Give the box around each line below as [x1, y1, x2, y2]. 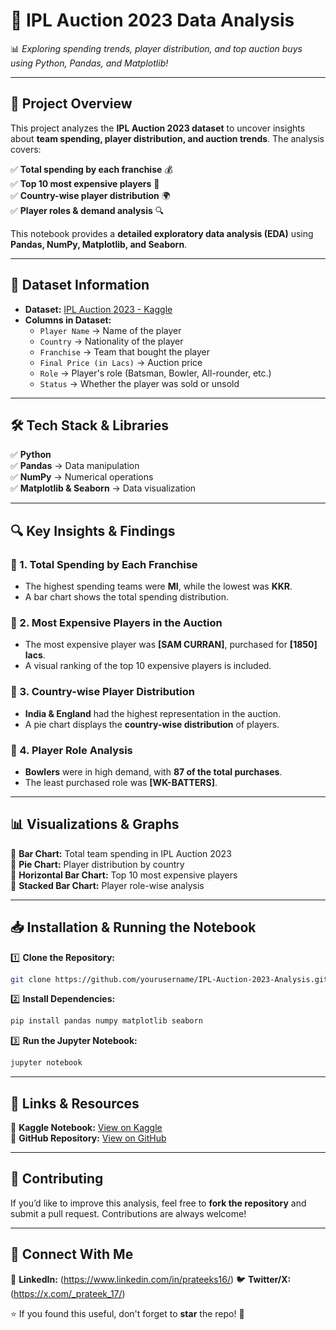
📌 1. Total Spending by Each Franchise [10, 557, 198, 571]
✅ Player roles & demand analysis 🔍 [10, 204, 165, 216]
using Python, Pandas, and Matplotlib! [10, 57, 169, 69]
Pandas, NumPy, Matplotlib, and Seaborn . [10, 238, 188, 250]
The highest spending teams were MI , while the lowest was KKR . [24, 580, 293, 593]
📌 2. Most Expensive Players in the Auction [10, 615, 223, 629]
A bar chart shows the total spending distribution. [24, 591, 229, 603]
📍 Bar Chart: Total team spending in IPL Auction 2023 [10, 847, 232, 859]
